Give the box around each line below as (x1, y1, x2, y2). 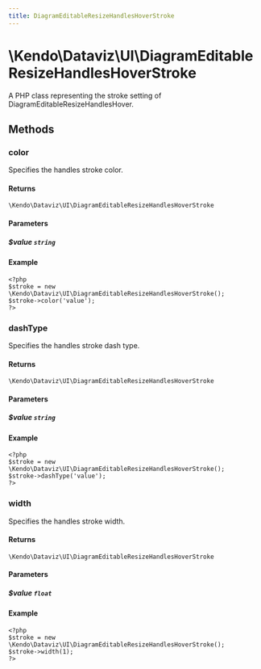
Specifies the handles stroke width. (8, 516, 126, 526)
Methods (8, 122, 55, 136)
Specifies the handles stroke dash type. (8, 340, 140, 350)
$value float (8, 587, 52, 598)
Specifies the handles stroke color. (8, 165, 123, 175)
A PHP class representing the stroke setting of (8, 90, 162, 100)
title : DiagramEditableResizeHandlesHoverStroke (8, 11, 175, 20)
